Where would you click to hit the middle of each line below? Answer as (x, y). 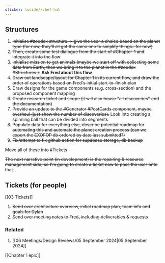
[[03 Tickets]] (19, 197)
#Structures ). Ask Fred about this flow (52, 73)
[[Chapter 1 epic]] (23, 255)
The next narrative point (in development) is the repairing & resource (74, 159)
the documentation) (32, 104)
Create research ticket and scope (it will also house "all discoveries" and (85, 99)
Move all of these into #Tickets (36, 150)
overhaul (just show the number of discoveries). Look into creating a (81, 114)
